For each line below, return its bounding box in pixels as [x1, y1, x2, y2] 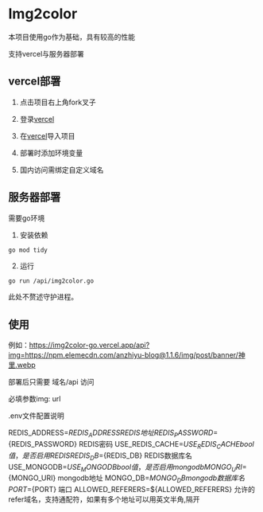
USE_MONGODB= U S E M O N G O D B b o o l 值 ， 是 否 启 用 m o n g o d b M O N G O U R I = [8, 462, 248, 474]
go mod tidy [8, 246, 48, 254]
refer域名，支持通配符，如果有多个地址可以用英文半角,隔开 [8, 494, 200, 504]
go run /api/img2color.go [8, 277, 94, 285]
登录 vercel [19, 114, 55, 123]
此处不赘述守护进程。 [8, 292, 78, 302]
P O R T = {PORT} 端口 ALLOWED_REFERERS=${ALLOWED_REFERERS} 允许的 [8, 485, 256, 494]
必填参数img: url [8, 394, 61, 404]
